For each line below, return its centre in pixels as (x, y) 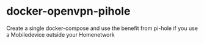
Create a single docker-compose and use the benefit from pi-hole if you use (102, 28)
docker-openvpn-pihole (68, 11)
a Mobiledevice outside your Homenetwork (60, 34)
